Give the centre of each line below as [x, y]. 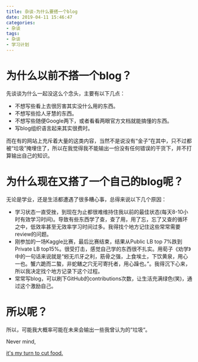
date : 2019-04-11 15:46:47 [39, 17]
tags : [13, 34]
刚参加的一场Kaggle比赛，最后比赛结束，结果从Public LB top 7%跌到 [98, 241]
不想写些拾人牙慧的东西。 [46, 113]
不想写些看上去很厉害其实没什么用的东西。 [66, 106]
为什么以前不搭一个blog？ [69, 76]
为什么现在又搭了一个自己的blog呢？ [95, 182]
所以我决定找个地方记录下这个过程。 [59, 271]
